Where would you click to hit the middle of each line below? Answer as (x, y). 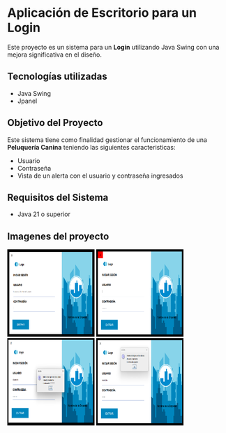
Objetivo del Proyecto (55, 123)
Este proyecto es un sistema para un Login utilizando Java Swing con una (113, 47)
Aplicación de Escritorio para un (102, 13)
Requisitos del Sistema (58, 197)
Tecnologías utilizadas (57, 77)
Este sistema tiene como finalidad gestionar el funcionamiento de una (107, 140)
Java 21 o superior (44, 214)
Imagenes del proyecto (58, 236)
